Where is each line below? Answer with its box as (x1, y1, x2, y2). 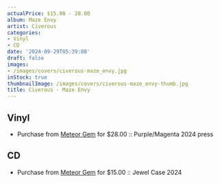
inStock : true (7, 73, 48, 81)
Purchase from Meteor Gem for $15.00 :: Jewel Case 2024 (16, 168, 182, 176)
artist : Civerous (7, 23, 57, 29)
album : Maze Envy (7, 16, 57, 23)
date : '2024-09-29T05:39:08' (7, 49, 90, 56)
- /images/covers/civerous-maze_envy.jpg (7, 67, 127, 74)
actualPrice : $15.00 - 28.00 (7, 10, 90, 17)
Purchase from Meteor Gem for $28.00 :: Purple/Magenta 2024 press (16, 130, 214, 138)
